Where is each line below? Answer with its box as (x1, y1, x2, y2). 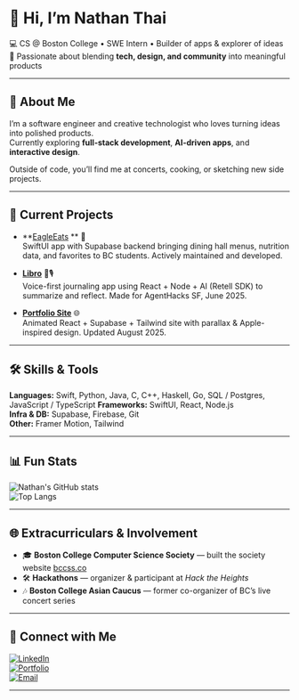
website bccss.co (21, 563, 87, 573)
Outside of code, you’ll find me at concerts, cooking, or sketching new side (9, 164, 285, 175)
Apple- (239, 317, 265, 328)
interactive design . (9, 146, 80, 157)
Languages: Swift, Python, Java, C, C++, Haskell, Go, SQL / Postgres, (9, 390, 265, 401)
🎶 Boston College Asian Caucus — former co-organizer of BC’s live (21, 585, 271, 596)
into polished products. (9, 127, 94, 138)
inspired (21, 327, 53, 338)
